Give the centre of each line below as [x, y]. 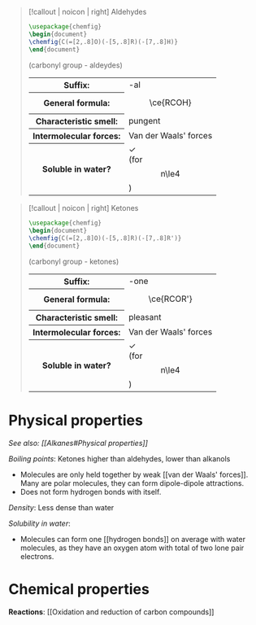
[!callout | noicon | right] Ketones [83, 208]
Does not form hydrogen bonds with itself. [91, 492]
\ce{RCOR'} [170, 299]
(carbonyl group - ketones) [74, 261]
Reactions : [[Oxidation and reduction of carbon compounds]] [111, 612]
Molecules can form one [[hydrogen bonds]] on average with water [133, 539]
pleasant [145, 317]
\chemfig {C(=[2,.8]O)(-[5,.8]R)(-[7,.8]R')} [105, 238]
